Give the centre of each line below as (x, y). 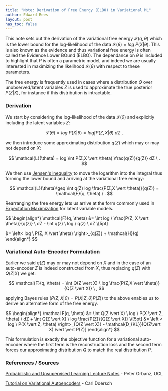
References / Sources (32, 363)
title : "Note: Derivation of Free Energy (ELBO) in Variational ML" (78, 10)
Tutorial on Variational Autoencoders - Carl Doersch (59, 383)
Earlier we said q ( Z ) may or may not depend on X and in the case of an (78, 263)
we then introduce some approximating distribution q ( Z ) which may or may (82, 143)
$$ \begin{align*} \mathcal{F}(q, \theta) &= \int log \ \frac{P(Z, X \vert (77, 218)
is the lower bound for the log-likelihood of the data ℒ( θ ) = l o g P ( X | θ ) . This (83, 45)
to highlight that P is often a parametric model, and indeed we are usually (81, 61)
